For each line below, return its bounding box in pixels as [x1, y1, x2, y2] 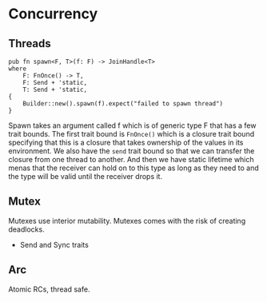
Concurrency [8, 5, 98, 23]
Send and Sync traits [19, 240, 90, 249]
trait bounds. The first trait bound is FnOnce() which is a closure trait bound [8, 129, 254, 138]
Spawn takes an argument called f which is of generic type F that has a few [8, 121, 257, 130]
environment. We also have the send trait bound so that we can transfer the [8, 146, 255, 156]
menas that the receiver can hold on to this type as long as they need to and [8, 163, 260, 173]
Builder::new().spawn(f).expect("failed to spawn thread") [22, 100, 224, 108]
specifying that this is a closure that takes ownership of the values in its [8, 137, 244, 147]
